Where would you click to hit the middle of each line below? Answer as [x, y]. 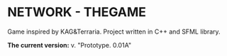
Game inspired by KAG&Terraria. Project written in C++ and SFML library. [114, 31]
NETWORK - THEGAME [77, 12]
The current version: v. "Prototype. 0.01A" [70, 45]
